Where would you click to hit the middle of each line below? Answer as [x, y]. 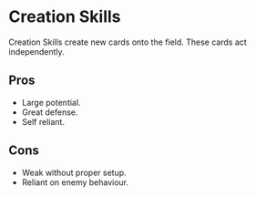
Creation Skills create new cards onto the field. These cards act [128, 42]
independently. [36, 51]
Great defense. [50, 112]
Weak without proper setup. [74, 172]
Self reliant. [43, 121]
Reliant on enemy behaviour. [75, 182]
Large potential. [51, 102]
